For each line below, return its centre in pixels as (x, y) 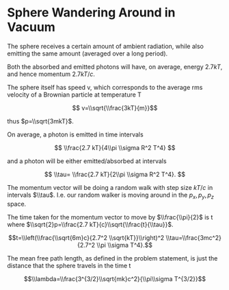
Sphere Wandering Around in (91, 13)
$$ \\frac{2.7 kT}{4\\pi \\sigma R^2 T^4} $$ (115, 147)
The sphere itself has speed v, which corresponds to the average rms (105, 87)
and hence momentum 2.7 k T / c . (51, 74)
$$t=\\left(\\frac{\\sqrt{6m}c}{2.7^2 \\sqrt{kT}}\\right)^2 (86, 237)
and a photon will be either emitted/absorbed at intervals (87, 161)
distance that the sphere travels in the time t (69, 265)
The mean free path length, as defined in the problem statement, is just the (112, 258)
